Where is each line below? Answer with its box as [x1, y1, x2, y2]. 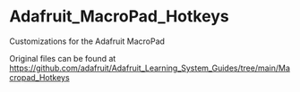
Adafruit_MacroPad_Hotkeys [9, 6, 230, 27]
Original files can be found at [9, 53, 116, 63]
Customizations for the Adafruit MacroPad [9, 36, 166, 46]
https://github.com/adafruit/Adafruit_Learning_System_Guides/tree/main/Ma [9, 63, 291, 73]
